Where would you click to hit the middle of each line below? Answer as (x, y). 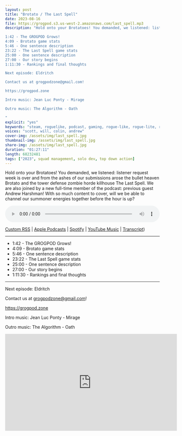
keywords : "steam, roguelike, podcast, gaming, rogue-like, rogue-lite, (81, 127)
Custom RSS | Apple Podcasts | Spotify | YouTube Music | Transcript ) (75, 229)
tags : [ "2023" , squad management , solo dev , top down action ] (70, 159)
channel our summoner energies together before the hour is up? (70, 199)
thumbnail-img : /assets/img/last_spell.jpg (50, 141)
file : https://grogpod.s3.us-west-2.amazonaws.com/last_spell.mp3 (74, 23)
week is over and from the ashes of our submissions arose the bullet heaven (82, 178)
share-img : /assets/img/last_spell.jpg (46, 145)
